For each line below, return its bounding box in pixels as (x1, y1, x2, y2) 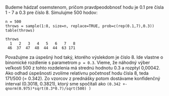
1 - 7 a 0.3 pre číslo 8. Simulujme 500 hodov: (5, 9, 98, 15)
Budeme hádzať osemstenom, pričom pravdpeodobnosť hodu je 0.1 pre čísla (5, 4, 164, 10)
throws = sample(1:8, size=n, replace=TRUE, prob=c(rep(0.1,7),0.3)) (5, 23, 155, 28)
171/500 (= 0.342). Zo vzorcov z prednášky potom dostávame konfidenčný (5, 75, 160, 81)
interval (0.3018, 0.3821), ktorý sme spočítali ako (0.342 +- (5, 81, 128, 86)
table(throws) (5, 28, 35, 33)
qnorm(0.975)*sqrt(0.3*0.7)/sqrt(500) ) (5, 86, 92, 91)
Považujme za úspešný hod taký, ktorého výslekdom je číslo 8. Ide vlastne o (5, 54, 163, 60)
